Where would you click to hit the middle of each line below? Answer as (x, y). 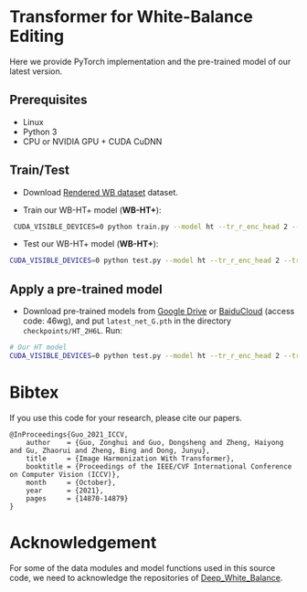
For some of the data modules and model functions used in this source (143, 567)
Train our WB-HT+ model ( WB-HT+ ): (92, 210)
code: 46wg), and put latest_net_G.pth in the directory (127, 321)
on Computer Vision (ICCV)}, (65, 474)
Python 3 (40, 132)
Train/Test (40, 170)
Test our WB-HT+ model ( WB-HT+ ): (90, 244)
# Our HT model (38, 348)
